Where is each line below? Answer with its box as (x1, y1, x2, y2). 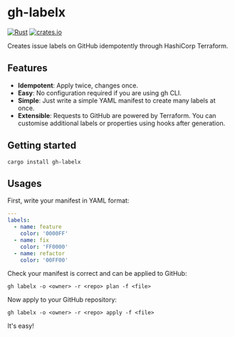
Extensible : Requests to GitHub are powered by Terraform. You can (17, 111, 216, 119)
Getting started (7, 139, 77, 151)
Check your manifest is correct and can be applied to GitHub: (7, 269, 187, 278)
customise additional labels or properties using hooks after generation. (17, 119, 226, 127)
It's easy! (7, 321, 34, 331)
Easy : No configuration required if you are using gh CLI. (17, 88, 182, 97)
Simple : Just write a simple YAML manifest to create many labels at (17, 96, 216, 105)
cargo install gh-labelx (7, 158, 81, 166)
